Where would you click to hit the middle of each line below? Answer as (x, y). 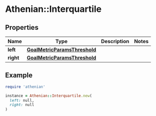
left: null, (22, 100)
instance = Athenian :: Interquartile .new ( (49, 96)
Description (115, 41)
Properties (22, 28)
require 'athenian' (25, 87)
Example (19, 75)
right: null (22, 105)
